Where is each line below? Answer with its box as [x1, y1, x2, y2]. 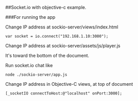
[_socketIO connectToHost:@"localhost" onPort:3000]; [5, 91, 123, 96]
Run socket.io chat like [5, 62, 53, 68]
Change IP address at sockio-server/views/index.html [5, 24, 119, 30]
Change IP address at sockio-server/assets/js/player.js [5, 43, 121, 49]
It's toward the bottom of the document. [5, 53, 89, 58]
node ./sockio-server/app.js [5, 72, 67, 77]
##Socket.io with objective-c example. [5, 5, 87, 10]
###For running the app [5, 14, 56, 20]
